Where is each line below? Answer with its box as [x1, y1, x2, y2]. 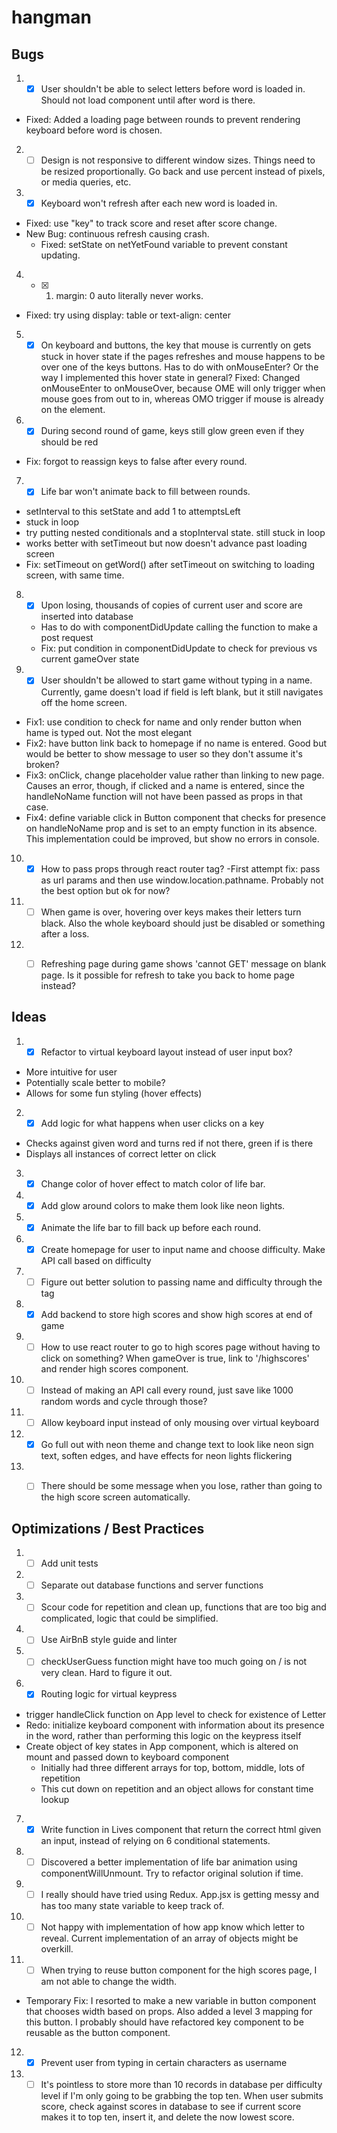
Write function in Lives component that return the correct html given [40, 1823, 322, 1835]
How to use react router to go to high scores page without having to [40, 1341, 321, 1353]
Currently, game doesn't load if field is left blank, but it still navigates [40, 686, 324, 698]
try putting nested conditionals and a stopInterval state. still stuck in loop [25, 527, 326, 539]
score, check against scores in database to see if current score [40, 2100, 302, 2112]
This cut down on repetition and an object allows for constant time [40, 1782, 314, 1795]
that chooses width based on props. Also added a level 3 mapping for [25, 2005, 313, 2017]
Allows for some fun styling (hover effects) [25, 1087, 203, 1099]
